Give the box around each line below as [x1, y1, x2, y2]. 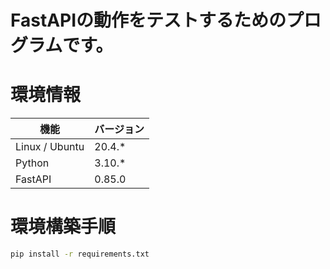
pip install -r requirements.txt [10, 249, 150, 260]
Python [15, 156, 50, 170]
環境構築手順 [10, 216, 117, 238]
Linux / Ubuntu [15, 140, 85, 154]
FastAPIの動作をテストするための [10, 9, 287, 32]
